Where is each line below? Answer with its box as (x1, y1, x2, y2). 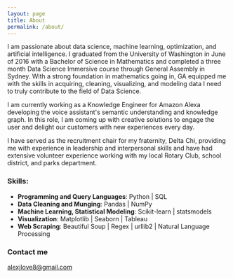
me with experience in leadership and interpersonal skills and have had (7, 144, 213, 153)
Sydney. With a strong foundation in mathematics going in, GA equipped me (7, 72, 227, 81)
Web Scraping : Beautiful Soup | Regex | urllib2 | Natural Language (17, 222, 210, 230)
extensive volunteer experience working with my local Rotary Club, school (7, 151, 222, 160)
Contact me (7, 246, 48, 256)
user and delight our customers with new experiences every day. (7, 123, 195, 132)
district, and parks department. (7, 159, 97, 167)
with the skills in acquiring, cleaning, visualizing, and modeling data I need (7, 80, 222, 88)
